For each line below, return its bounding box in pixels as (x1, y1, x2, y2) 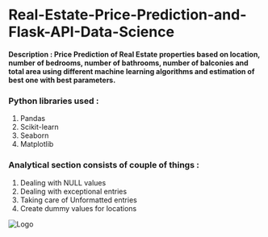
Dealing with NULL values (19, 177, 107, 187)
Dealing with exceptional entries (19, 186, 128, 196)
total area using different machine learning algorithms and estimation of (8, 66, 255, 76)
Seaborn (19, 131, 49, 140)
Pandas (19, 114, 46, 123)
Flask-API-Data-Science (8, 23, 175, 41)
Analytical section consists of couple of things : (8, 160, 199, 171)
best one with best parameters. (8, 75, 116, 85)
